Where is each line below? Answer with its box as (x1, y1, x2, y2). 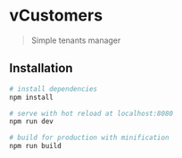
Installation (9, 61, 73, 76)
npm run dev (9, 117, 54, 126)
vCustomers (9, 5, 103, 26)
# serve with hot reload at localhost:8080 (9, 109, 174, 118)
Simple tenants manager (30, 35, 121, 46)
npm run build (9, 142, 62, 151)
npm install (9, 93, 54, 102)
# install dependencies (9, 84, 98, 94)
